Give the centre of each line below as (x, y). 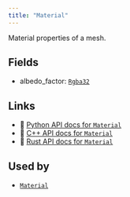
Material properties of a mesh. (57, 38)
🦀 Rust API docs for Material (66, 141)
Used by (29, 166)
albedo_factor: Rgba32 (54, 81)
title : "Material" (38, 15)
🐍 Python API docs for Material (71, 125)
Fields (24, 62)
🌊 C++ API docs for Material (66, 133)
